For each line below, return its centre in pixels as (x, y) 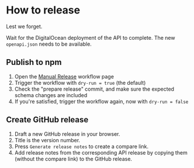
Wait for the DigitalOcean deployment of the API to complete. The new (91, 37)
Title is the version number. (47, 140)
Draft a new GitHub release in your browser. (67, 134)
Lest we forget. (24, 26)
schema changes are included (51, 95)
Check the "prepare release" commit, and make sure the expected (94, 89)
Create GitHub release (47, 120)
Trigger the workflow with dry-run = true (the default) (80, 83)
